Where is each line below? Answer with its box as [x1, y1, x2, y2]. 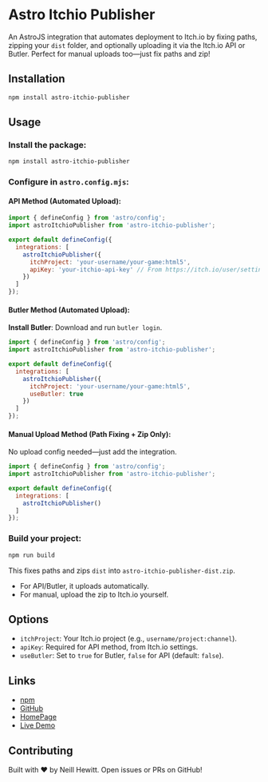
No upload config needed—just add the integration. [8, 447, 177, 457]
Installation [8, 72, 65, 85]
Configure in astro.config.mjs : [8, 177, 129, 188]
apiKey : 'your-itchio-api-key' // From [29, 265, 162, 273]
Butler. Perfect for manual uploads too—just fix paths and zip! [8, 49, 211, 58]
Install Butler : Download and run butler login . [8, 323, 163, 332]
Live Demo [19, 720, 56, 730]
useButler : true [29, 390, 84, 398]
